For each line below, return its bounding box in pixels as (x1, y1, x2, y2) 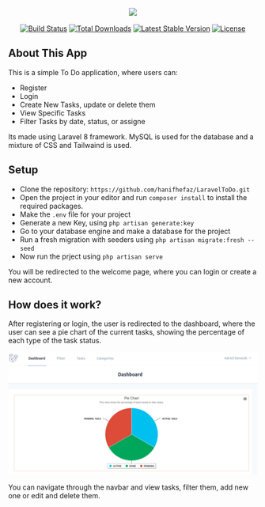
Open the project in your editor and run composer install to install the (19, 192, 248, 202)
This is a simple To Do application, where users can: (8, 67, 178, 77)
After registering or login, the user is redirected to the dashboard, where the (8, 319, 256, 328)
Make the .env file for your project (19, 210, 131, 219)
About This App (8, 47, 88, 60)
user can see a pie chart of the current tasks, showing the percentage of (8, 327, 245, 337)
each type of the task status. (8, 336, 101, 346)
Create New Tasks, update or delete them (19, 100, 156, 109)
